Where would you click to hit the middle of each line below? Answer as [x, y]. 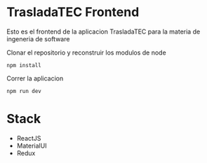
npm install [24, 65]
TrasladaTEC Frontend [73, 12]
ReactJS [29, 138]
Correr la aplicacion [35, 78]
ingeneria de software [38, 38]
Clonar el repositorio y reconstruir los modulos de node [86, 52]
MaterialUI [32, 146]
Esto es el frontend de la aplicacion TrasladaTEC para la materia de [103, 31]
